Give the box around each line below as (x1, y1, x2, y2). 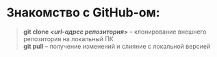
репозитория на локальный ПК (23, 34, 114, 43)
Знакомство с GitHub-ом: (6, 5, 160, 21)
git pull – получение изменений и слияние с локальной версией (23, 42, 211, 50)
